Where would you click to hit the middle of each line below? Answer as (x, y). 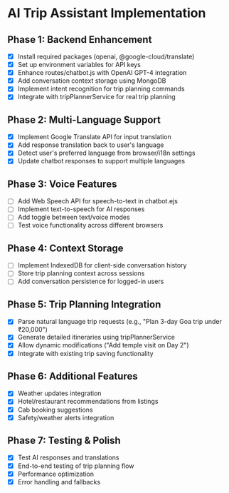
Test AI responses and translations (68, 457)
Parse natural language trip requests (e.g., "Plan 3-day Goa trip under (119, 322)
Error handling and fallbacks (59, 482)
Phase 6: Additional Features (73, 376)
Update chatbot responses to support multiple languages (101, 161)
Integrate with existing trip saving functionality (86, 353)
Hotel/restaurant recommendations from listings (88, 402)
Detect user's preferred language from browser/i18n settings (106, 153)
